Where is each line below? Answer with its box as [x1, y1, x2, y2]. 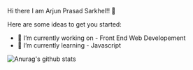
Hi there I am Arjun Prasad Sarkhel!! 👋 [7, 7, 116, 15]
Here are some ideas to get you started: [7, 20, 122, 28]
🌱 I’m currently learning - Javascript [17, 41, 121, 49]
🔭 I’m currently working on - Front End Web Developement [17, 34, 186, 42]
